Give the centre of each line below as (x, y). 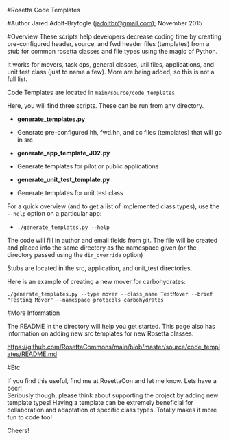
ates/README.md (32, 354)
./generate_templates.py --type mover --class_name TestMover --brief (110, 294)
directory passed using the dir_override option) (75, 255)
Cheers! (18, 430)
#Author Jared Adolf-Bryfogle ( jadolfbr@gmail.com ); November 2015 (105, 23)
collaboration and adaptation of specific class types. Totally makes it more (112, 410)
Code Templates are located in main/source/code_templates (91, 92)
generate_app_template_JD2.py (63, 153)
